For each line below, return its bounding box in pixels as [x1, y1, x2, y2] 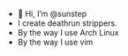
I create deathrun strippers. [17, 18, 117, 28]
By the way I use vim [17, 36, 94, 47]
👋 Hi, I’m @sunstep [17, 9, 87, 19]
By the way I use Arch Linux [17, 28, 119, 37]
